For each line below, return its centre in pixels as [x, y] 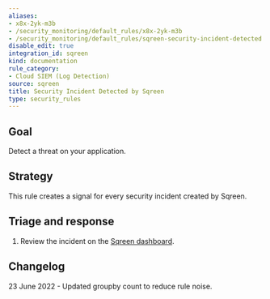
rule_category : [34, 69]
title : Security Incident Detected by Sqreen [86, 91]
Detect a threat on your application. [67, 152]
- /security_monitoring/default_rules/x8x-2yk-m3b [95, 31]
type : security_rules [45, 99]
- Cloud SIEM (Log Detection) [59, 76]
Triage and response [61, 222]
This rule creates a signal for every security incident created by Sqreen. [128, 196]
